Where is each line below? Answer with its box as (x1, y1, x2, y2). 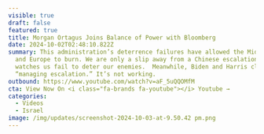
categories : (8, 92, 47, 100)
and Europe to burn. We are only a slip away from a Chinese (15, 56, 220, 64)
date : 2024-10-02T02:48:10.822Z (8, 41, 114, 49)
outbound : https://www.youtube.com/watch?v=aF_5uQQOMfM (8, 77, 195, 85)
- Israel (15, 107, 44, 115)
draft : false (8, 19, 51, 27)
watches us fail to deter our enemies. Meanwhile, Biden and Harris (15, 63, 247, 71)
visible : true (8, 11, 55, 20)
